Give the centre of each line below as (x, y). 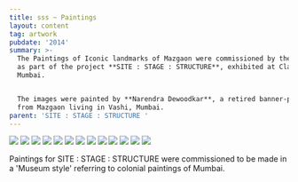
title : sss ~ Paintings (53, 17)
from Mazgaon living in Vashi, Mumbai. (91, 107)
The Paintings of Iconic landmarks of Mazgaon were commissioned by (146, 59)
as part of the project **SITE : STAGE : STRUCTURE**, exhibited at (146, 67)
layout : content (39, 26)
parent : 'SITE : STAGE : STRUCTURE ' (79, 115)
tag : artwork (33, 34)
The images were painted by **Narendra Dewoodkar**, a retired (136, 99)
